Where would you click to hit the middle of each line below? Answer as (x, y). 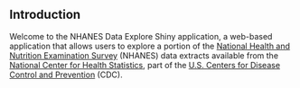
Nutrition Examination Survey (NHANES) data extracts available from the (144, 55)
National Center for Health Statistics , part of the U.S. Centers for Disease (145, 65)
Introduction (45, 15)
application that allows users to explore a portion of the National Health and (150, 46)
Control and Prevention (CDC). (66, 75)
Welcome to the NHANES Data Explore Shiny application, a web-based (141, 36)
